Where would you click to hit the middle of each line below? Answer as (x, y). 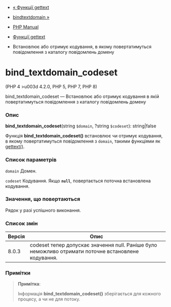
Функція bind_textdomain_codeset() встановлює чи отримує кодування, (84, 136)
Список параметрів (31, 160)
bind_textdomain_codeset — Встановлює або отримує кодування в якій (82, 96)
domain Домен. (21, 171)
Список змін (22, 223)
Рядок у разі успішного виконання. (43, 210)
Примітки (18, 273)
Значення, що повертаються (43, 199)
